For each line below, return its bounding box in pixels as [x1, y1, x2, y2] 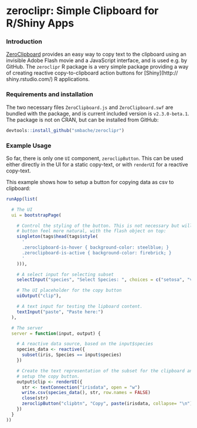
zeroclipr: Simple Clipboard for [6, 4, 159, 18]
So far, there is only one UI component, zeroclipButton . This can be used [6, 154, 184, 162]
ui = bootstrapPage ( [11, 212, 62, 218]
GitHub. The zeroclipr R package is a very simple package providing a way [6, 63, 189, 70]
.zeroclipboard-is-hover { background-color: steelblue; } [21, 244, 169, 250]
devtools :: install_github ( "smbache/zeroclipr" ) [6, 127, 125, 133]
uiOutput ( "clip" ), [16, 293, 62, 299]
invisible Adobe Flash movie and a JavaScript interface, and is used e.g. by [6, 57, 188, 64]
